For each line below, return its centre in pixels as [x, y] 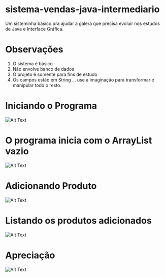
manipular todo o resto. [37, 85]
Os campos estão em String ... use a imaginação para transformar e [84, 79]
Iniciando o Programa [51, 106]
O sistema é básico [33, 63]
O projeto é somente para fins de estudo [55, 74]
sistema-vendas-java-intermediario [82, 9]
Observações [34, 50]
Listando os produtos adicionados [79, 220]
